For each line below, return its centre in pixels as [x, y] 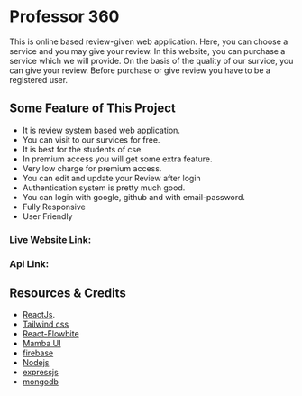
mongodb [40, 382]
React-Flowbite [50, 334]
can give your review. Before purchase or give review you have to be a [140, 70]
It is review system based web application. [101, 130]
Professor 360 [64, 17]
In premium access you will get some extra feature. [118, 159]
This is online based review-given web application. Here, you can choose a [149, 41]
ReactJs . [39, 315]
